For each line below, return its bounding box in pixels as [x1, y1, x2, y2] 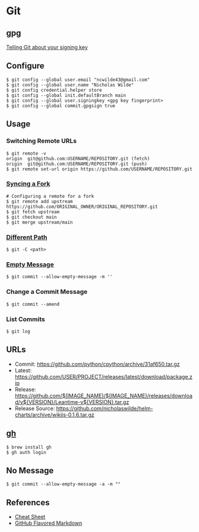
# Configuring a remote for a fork [6, 193, 94, 199]
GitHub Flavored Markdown [14, 519, 83, 527]
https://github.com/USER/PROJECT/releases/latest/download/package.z [14, 373, 193, 380]
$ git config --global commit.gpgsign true [6, 102, 116, 108]
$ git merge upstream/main [6, 219, 73, 225]
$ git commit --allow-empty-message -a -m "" [6, 481, 121, 487]
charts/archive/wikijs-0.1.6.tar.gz [14, 411, 94, 418]
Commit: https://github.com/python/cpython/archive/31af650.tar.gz [14, 360, 180, 368]
